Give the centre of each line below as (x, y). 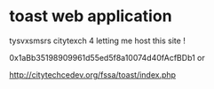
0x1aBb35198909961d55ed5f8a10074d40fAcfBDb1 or (107, 57)
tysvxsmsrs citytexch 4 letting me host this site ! (98, 41)
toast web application (91, 16)
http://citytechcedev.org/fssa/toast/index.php (92, 74)
